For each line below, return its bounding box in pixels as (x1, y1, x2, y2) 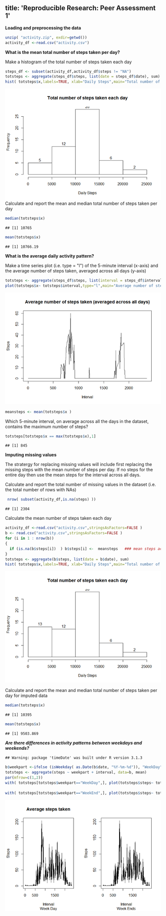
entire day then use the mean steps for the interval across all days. (5, 472, 141, 478)
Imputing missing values (5, 452, 57, 458)
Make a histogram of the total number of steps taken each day (5, 59, 132, 65)
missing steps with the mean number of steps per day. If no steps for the (5, 467, 153, 473)
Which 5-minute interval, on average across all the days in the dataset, (5, 418, 149, 424)
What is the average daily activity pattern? (5, 253, 94, 259)
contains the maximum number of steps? (5, 423, 88, 429)
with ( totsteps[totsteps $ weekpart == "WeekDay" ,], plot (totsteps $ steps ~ (5, 780, 154, 785)
